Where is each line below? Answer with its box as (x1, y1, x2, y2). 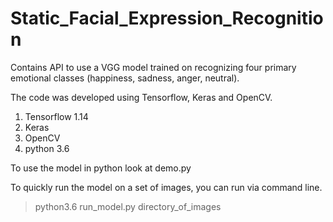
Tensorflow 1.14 (24, 110, 89, 122)
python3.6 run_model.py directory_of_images (34, 200, 222, 212)
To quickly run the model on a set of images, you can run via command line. (10, 181, 323, 193)
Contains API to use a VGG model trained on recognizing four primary (10, 61, 297, 73)
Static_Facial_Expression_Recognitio (10, 7, 324, 30)
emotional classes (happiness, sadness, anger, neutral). (10, 72, 240, 84)
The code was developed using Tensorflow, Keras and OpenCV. (10, 91, 273, 103)
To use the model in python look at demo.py (10, 162, 192, 174)
